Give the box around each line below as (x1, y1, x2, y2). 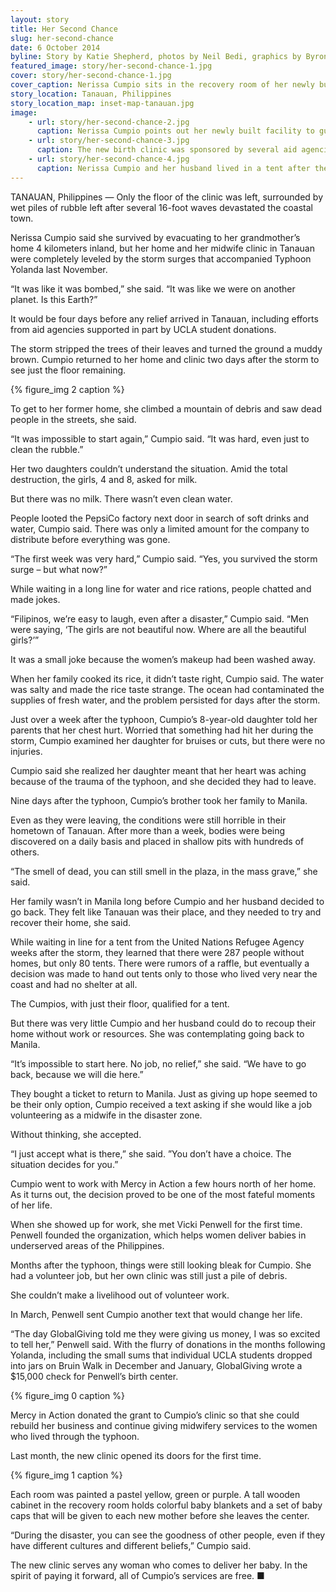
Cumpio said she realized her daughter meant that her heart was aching (10, 764, 307, 776)
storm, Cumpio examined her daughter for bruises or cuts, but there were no (10, 734, 326, 746)
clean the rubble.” (10, 443, 84, 455)
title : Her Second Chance (10, 24, 118, 34)
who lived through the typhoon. (10, 1430, 140, 1442)
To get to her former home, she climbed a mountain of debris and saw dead (10, 402, 323, 415)
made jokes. (10, 593, 61, 605)
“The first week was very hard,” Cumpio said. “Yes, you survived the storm (10, 552, 318, 565)
